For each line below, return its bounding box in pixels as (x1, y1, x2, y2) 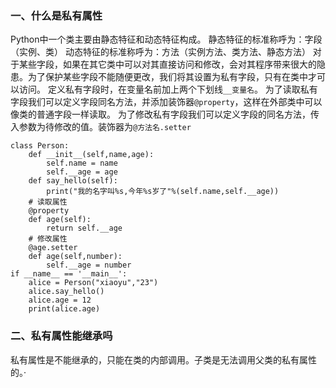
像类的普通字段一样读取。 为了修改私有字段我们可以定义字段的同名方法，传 (10, 108, 320, 121)
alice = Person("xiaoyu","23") (28, 278, 159, 288)
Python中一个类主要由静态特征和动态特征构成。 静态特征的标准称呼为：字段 (10, 33, 323, 46)
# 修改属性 (28, 234, 68, 244)
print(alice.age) (28, 304, 101, 314)
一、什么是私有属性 (10, 8, 103, 22)
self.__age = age (46, 167, 118, 177)
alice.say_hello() (28, 287, 105, 297)
